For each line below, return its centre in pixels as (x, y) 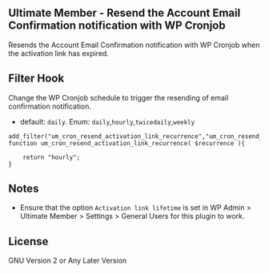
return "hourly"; (52, 157)
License (28, 241)
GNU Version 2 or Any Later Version (68, 261)
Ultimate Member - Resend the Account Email (124, 13)
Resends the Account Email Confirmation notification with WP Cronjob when (134, 45)
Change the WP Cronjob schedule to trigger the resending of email (118, 97)
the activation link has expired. (59, 53)
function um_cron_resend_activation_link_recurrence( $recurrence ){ (127, 143)
